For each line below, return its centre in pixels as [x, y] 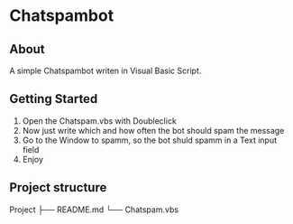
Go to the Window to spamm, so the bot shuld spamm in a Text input [150, 140]
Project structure [58, 187]
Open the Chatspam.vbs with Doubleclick [100, 121]
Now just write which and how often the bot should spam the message [153, 130]
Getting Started [54, 99]
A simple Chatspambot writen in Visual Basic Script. [105, 70]
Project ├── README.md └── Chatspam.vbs [94, 210]
